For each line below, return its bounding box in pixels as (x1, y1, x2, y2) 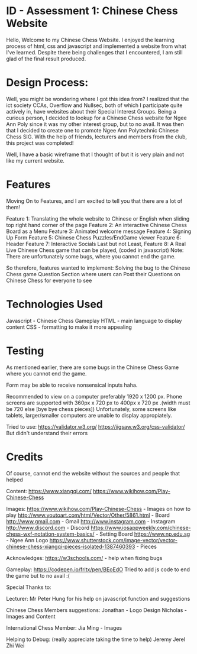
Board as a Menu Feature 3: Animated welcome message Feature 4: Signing (6, 228, 192, 235)
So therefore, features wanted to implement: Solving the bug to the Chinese (6, 264, 190, 271)
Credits (6, 450, 43, 464)
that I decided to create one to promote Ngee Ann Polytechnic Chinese (6, 127, 179, 134)
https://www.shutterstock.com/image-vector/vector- (49, 536, 177, 543)
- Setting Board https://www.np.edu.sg (95, 530, 190, 538)
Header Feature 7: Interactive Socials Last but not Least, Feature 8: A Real (6, 240, 186, 247)
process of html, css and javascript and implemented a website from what (6, 43, 186, 50)
